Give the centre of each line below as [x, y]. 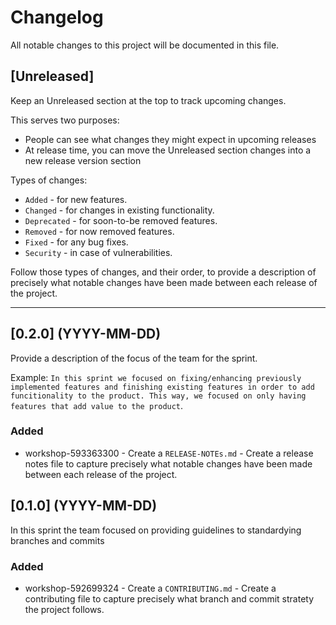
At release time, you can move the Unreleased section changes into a [168, 150]
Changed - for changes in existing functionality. [119, 210]
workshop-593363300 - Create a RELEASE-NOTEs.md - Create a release [169, 453]
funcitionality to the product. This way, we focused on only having [158, 396]
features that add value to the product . [97, 405]
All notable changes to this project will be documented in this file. [145, 45]
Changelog [57, 17]
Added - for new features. [76, 199]
